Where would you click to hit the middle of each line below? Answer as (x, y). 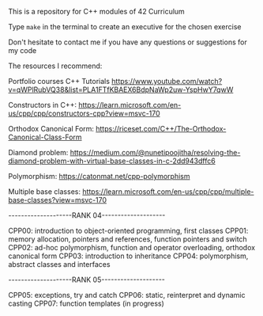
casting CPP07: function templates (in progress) (86, 303)
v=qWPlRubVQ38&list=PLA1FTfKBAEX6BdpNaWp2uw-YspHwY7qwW (121, 89)
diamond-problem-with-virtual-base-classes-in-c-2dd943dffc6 (112, 161)
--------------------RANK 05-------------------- (87, 280)
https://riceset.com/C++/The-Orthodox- (161, 129)
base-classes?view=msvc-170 (58, 200)
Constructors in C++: (43, 105)
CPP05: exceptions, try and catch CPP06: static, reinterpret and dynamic (127, 295)
